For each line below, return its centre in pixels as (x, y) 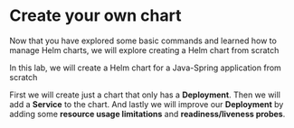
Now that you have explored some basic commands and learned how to (143, 41)
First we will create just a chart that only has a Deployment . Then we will (145, 95)
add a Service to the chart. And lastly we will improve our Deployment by (147, 104)
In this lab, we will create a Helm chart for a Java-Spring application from (146, 68)
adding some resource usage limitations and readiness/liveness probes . (147, 114)
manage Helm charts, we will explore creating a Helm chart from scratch (144, 50)
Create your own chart (95, 16)
